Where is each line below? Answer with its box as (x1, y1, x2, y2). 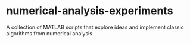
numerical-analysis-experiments (6, 4, 173, 18)
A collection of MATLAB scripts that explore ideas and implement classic (6, 24, 185, 31)
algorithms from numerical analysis (6, 29, 92, 37)
